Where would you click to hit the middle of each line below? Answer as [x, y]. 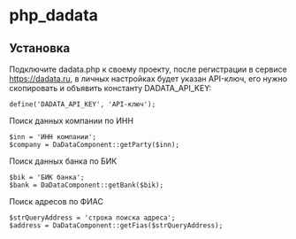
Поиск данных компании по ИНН [72, 121]
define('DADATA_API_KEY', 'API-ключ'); [83, 104]
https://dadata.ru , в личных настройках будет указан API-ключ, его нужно [148, 79]
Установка [40, 48]
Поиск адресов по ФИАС [57, 201]
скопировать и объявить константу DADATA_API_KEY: [110, 88]
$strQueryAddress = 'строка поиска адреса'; [92, 218]
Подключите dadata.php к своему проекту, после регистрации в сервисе [148, 69]
